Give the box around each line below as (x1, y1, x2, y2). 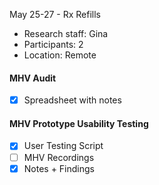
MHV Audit (9, 72, 57, 84)
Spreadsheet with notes (23, 94, 122, 106)
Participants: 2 (23, 39, 84, 50)
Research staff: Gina (23, 28, 109, 39)
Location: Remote (23, 49, 97, 61)
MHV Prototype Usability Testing (9, 117, 149, 129)
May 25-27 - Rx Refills (9, 9, 101, 20)
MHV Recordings (23, 151, 95, 163)
